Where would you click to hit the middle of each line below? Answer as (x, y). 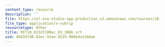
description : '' (22, 14)
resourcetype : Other (26, 28)
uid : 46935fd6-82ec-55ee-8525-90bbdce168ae (50, 37)
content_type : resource (29, 10)
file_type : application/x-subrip (39, 23)
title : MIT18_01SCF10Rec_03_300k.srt (44, 32)
